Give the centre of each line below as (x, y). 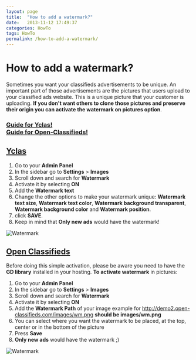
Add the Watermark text (44, 190)
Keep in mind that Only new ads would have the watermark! (87, 222)
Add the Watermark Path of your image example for (77, 308)
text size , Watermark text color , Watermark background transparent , (100, 203)
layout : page (22, 11)
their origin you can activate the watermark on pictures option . (84, 109)
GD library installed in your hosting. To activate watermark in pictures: (92, 272)
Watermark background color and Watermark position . (83, 209)
